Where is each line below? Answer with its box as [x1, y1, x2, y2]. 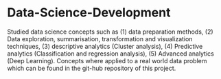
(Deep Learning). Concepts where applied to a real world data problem [7, 56, 207, 65]
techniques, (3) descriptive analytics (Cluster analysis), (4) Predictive [7, 42, 203, 50]
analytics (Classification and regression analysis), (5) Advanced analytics [7, 49, 214, 58]
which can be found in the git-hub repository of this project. [7, 64, 176, 72]
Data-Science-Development [7, 5, 171, 21]
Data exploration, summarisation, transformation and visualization [7, 34, 193, 43]
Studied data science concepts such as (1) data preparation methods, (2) [7, 27, 214, 36]
